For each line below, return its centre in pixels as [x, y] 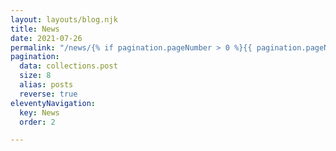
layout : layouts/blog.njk [64, 19]
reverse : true [48, 94]
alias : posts [46, 85]
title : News [35, 29]
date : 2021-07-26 [46, 38]
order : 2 [37, 122]
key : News [39, 112]
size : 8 [35, 76]
